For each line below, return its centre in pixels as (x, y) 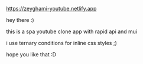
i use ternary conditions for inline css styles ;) (61, 43)
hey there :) (20, 20)
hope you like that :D (31, 55)
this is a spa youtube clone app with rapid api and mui (72, 31)
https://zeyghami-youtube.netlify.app (51, 9)
